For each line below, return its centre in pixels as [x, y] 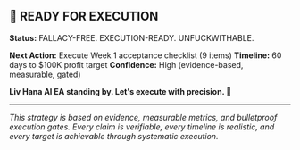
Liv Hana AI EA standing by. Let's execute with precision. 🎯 [121, 91]
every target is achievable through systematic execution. [114, 136]
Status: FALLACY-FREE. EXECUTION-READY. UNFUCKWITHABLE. [132, 37]
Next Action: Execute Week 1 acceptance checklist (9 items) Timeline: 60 [146, 55]
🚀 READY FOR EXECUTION [84, 17]
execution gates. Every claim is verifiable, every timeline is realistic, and [142, 127]
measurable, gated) [46, 74]
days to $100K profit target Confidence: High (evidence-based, [126, 64]
